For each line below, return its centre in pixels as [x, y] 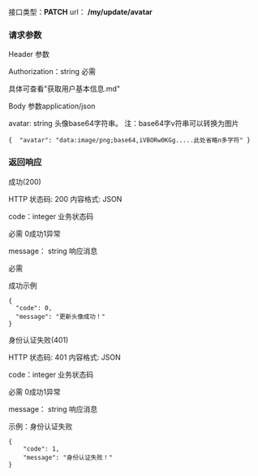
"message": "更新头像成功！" [60, 317]
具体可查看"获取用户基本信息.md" [64, 89]
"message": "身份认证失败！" [68, 457]
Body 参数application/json [52, 106]
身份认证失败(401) [39, 339]
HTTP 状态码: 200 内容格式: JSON [65, 199]
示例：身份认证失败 [41, 426]
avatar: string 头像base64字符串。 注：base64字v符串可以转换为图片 [124, 124]
